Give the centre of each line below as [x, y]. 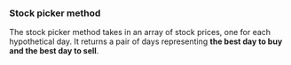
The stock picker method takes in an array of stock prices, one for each [140, 32]
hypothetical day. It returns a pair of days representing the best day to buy [146, 41]
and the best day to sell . [54, 51]
